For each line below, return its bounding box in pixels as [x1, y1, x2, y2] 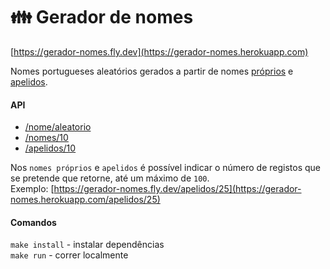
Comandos [10, 216, 57, 228]
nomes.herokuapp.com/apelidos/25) [10, 194, 161, 206]
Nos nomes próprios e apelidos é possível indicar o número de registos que [10, 162, 322, 174]
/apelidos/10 [24, 142, 77, 154]
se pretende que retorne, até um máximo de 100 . [10, 172, 210, 184]
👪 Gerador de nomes [10, 6, 194, 29]
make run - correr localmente [10, 249, 129, 261]
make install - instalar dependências [10, 239, 165, 251]
